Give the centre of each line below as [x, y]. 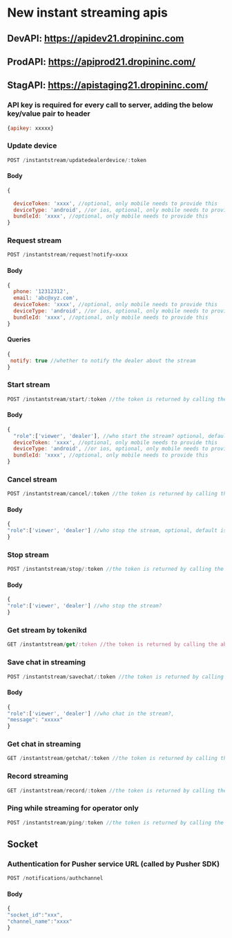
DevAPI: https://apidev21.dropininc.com [96, 38]
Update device [32, 145]
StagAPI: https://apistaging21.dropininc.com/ [108, 86]
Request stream [35, 240]
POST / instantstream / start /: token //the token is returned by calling [111, 399]
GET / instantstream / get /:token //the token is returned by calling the [112, 645]
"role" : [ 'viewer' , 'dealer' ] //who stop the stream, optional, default [112, 531]
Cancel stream [32, 479]
